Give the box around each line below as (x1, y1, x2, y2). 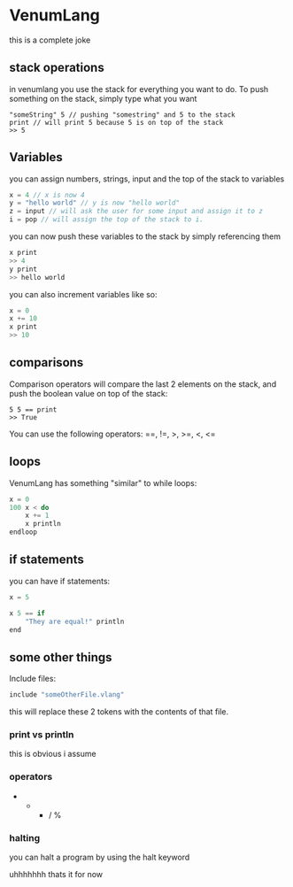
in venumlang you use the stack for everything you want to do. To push (9, 83, 269, 94)
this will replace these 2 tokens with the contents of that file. (9, 706, 229, 717)
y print (9, 265, 38, 274)
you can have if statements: (9, 575, 111, 586)
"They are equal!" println (25, 617, 125, 626)
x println (25, 520, 62, 528)
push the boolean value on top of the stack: (9, 388, 168, 398)
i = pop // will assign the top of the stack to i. (9, 215, 204, 224)
